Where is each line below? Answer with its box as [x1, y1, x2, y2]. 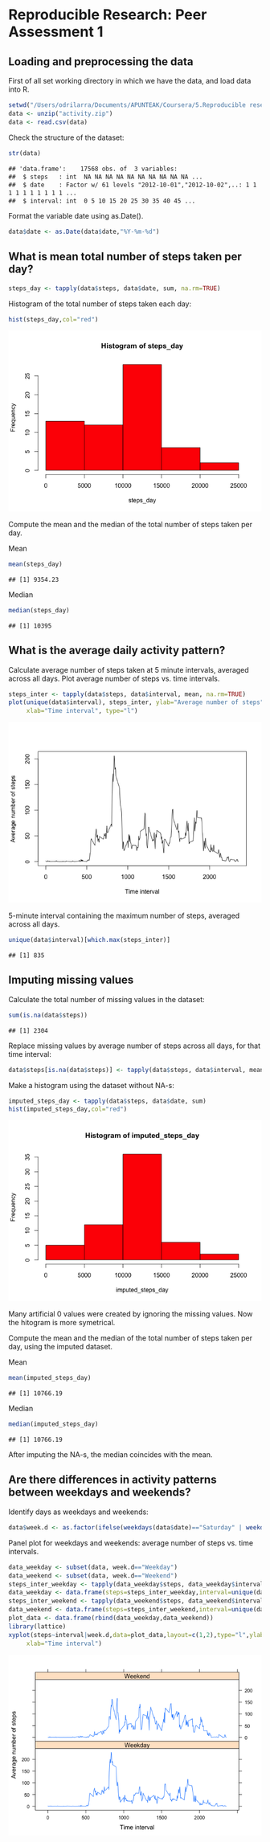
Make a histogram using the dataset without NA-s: [8, 1080, 174, 1090]
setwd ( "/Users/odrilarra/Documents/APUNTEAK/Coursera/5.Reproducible [8, 101, 247, 109]
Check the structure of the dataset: [8, 133, 125, 142]
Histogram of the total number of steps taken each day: [8, 299, 192, 309]
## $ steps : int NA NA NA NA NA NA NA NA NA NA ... [8, 173, 203, 181]
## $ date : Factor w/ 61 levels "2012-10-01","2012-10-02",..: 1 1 [8, 181, 257, 189]
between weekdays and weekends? [8, 1485, 191, 1500]
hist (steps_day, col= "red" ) [8, 316, 99, 324]
